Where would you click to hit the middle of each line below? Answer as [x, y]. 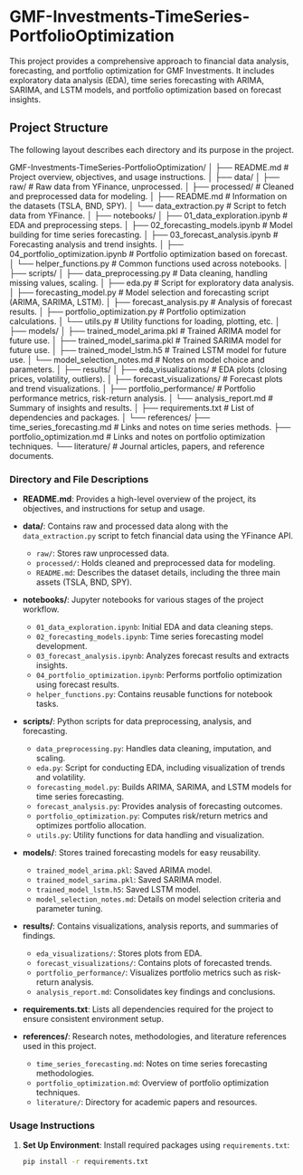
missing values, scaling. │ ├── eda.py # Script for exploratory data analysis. [152, 282]
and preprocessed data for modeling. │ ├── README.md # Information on [148, 196]
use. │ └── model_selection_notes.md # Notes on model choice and [137, 359]
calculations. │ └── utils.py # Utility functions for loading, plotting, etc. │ [145, 321]
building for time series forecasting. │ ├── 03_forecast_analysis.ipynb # [144, 234]
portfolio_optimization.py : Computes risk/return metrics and [152, 816]
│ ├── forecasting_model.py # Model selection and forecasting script [139, 292]
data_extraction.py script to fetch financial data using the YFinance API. [158, 536]
